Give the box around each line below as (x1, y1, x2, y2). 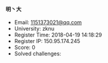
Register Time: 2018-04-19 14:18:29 (14, 31, 102, 38)
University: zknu (14, 25, 55, 32)
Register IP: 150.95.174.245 (14, 38, 81, 45)
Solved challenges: (14, 50, 61, 57)
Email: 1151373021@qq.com (14, 19, 82, 26)
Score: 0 (14, 44, 36, 51)
